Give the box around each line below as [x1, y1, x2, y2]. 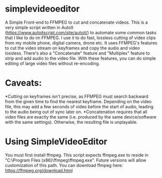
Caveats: [5, 77, 42, 89]
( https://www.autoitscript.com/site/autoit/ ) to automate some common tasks [5, 30, 157, 35]
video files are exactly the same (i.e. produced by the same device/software [5, 114, 157, 119]
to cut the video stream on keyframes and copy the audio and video [5, 45, 140, 51]
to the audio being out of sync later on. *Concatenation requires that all [5, 109, 147, 115]
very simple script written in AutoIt [5, 24, 74, 30]
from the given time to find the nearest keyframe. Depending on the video [5, 98, 152, 104]
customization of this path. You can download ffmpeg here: [5, 162, 123, 168]
